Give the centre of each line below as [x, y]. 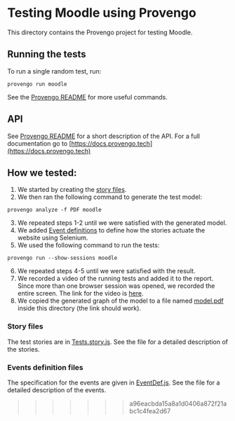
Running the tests [47, 54]
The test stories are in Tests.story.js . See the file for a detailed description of [117, 342]
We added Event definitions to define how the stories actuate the [111, 230]
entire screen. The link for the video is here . [80, 294]
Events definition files [45, 367]
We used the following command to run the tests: [88, 245]
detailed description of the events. [57, 389]
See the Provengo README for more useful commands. [88, 97]
